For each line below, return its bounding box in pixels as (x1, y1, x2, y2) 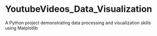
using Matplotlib (5, 25, 38, 31)
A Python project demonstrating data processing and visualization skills (5, 20, 151, 26)
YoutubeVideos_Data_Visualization (5, 3, 153, 15)
